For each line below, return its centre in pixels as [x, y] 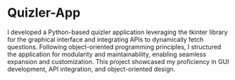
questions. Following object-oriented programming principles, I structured [114, 47]
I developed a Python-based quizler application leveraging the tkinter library [118, 32]
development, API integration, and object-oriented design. [91, 69]
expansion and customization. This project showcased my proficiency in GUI [118, 61]
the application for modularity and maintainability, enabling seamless [107, 54]
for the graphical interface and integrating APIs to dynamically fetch [106, 39]
